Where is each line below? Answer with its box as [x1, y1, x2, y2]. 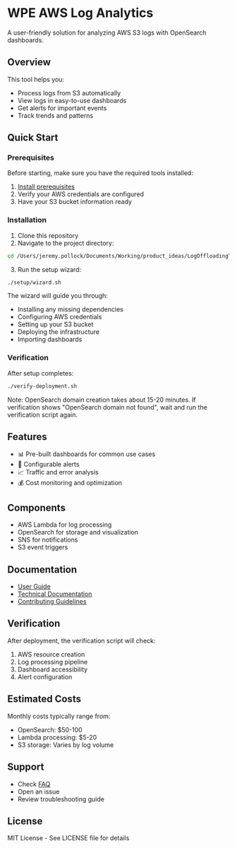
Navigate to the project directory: [17, 239, 114, 247]
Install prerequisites [17, 182, 75, 191]
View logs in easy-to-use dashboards [17, 96, 127, 104]
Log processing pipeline [17, 657, 88, 666]
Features [7, 431, 47, 443]
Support [7, 761, 44, 773]
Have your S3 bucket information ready [17, 198, 133, 206]
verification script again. [7, 410, 78, 419]
